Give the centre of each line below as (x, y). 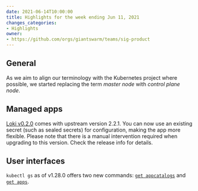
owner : (14, 34)
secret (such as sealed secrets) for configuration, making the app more (93, 130)
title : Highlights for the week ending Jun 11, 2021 (73, 17)
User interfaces (36, 161)
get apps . (18, 181)
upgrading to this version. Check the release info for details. (80, 142)
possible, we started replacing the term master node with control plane (93, 84)
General (21, 63)
